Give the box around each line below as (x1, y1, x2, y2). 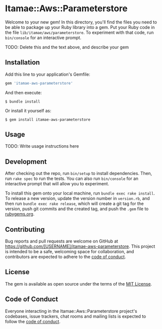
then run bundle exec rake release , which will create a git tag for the (5, 201, 144, 207)
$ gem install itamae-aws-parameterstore (5, 117, 91, 122)
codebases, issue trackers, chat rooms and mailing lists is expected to (5, 313, 146, 319)
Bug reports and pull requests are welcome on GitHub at (5, 238, 119, 244)
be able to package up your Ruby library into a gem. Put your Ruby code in (5, 24, 155, 30)
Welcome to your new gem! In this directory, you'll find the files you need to (5, 19, 157, 25)
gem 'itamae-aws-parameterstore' (5, 81, 73, 86)
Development (5, 157, 47, 166)
